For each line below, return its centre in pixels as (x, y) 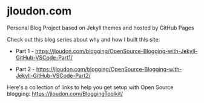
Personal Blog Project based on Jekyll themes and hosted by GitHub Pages (100, 28)
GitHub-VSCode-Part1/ (44, 57)
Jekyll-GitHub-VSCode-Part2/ (53, 75)
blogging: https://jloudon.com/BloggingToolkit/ (65, 93)
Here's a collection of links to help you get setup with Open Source (90, 87)
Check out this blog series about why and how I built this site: (84, 39)
